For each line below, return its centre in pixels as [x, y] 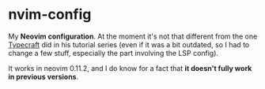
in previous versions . [44, 76]
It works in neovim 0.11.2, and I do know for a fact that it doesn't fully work [130, 68]
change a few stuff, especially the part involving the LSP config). [114, 53]
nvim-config [50, 15]
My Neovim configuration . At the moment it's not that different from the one [133, 36]
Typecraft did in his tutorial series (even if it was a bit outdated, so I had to [129, 44]
